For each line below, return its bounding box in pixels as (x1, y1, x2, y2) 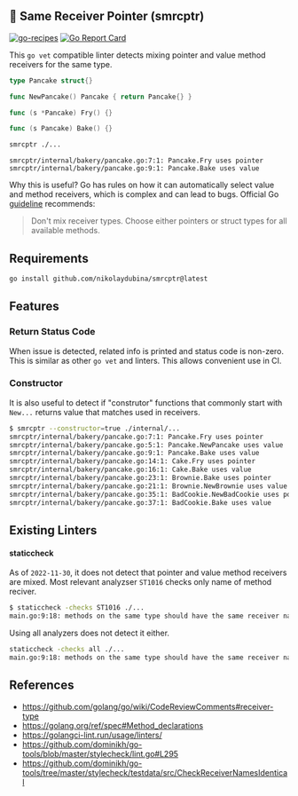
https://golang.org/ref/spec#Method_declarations (21, 720, 204, 730)
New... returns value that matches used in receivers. (9, 406, 201, 417)
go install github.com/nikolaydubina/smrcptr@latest (9, 274, 208, 283)
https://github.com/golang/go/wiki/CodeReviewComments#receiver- (21, 701, 274, 712)
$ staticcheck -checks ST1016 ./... (9, 603, 145, 612)
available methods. (30, 225, 100, 236)
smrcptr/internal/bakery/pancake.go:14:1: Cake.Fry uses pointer (9, 457, 255, 466)
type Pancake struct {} (9, 76, 93, 85)
